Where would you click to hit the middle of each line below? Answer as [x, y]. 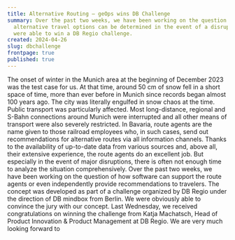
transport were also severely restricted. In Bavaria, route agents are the [110, 124]
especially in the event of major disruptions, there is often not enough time [114, 161]
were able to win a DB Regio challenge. [73, 33]
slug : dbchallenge [34, 46]
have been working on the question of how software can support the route [114, 176]
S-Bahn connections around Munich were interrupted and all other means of [117, 116]
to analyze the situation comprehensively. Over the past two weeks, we [110, 168]
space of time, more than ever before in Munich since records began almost [116, 94]
